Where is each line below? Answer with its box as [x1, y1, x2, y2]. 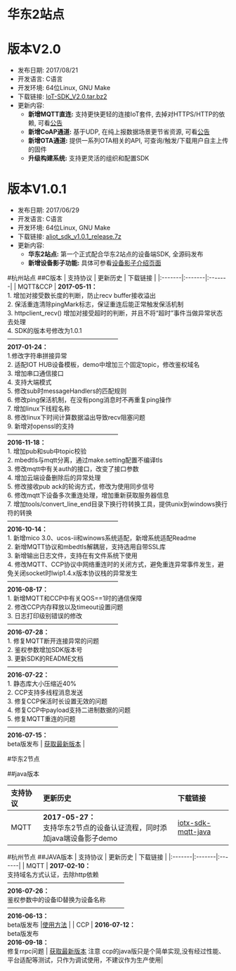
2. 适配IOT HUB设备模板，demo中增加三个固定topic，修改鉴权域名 [7, 361, 200, 369]
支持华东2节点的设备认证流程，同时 [43, 823, 160, 833]
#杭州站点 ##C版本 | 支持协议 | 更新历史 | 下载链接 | [7, 274, 157, 282]
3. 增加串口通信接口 [7, 369, 65, 377]
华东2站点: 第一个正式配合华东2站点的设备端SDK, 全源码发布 [27, 250, 204, 258]
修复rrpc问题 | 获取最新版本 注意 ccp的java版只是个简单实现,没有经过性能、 [7, 947, 225, 956]
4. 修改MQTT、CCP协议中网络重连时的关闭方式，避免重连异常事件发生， [7, 560, 218, 569]
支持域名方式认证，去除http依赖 [7, 870, 100, 879]
